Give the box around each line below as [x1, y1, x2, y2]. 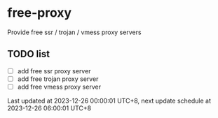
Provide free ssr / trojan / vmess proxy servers [7, 28, 142, 36]
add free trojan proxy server [17, 75, 99, 83]
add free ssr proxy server [17, 66, 91, 75]
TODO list [7, 48, 50, 60]
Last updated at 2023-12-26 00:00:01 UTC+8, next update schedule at [7, 96, 212, 105]
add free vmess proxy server [17, 82, 102, 91]
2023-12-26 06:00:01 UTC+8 [7, 103, 92, 112]
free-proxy [7, 5, 72, 21]
